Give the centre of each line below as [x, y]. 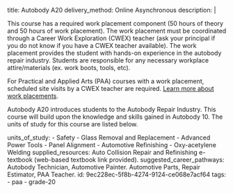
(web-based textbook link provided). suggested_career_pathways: [129, 160]
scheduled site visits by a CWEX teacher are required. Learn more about [111, 89]
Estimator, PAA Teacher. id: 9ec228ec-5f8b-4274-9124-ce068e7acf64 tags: [117, 174]
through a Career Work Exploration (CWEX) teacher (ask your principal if [111, 38]
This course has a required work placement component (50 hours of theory [115, 23]
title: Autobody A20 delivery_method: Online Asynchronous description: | [112, 10]
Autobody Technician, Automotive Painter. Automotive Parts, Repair [104, 167]
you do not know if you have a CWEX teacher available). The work [102, 45]
